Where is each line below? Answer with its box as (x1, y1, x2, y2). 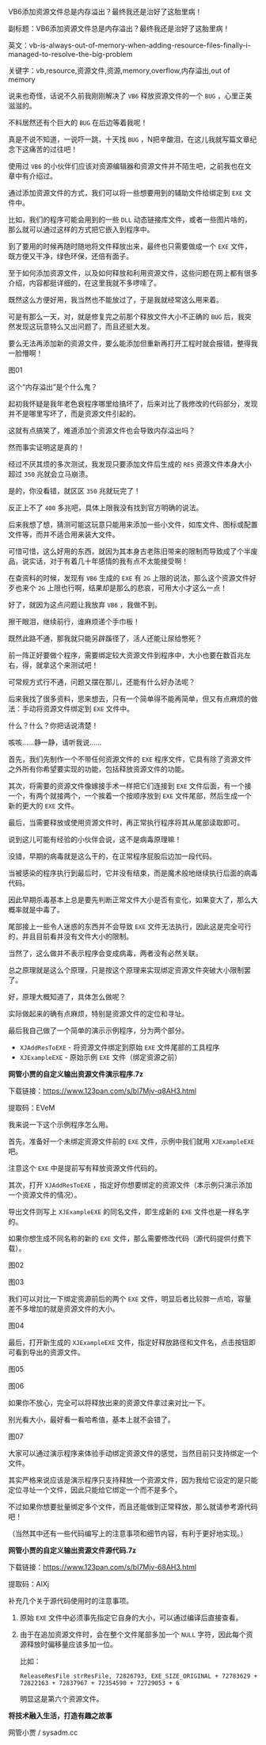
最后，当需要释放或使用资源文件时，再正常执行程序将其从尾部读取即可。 (8, 818, 244, 827)
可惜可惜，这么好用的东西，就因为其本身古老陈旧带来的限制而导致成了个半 (8, 547, 251, 556)
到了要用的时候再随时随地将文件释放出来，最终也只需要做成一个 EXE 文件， (8, 242, 252, 251)
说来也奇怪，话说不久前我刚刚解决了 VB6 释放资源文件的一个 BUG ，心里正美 (8, 91, 253, 101)
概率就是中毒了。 (8, 905, 64, 914)
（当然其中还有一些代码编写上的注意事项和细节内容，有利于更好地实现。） (8, 1529, 248, 1538)
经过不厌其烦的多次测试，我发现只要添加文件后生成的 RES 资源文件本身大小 (8, 459, 252, 469)
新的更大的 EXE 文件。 (8, 801, 79, 810)
